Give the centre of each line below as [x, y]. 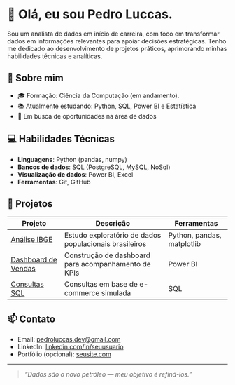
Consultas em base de [101, 285]
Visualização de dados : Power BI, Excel [75, 174]
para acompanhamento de [108, 264]
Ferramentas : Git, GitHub [54, 182]
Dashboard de [34, 260]
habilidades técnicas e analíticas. [55, 56]
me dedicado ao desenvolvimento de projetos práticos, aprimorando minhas [117, 48]
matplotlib [185, 244]
